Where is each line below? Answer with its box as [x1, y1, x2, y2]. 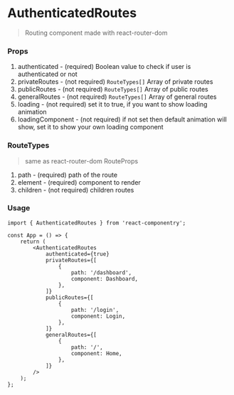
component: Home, [70, 350, 122, 357]
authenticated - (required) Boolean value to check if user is [17, 63, 191, 71]
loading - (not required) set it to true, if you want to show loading [17, 100, 208, 109]
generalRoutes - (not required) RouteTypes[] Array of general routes [17, 92, 217, 101]
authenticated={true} [45, 250, 110, 257]
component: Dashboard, [70, 275, 139, 282]
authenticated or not [17, 70, 78, 79]
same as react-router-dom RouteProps [24, 156, 139, 165]
